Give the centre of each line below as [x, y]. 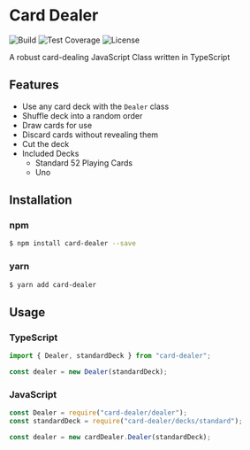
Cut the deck [45, 144]
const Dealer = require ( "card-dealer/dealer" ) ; [98, 413]
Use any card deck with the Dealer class [95, 106]
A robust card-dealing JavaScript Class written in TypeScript [120, 57]
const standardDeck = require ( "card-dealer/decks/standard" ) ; [126, 422]
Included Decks [50, 153]
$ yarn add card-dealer [53, 284]
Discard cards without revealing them [90, 135]
